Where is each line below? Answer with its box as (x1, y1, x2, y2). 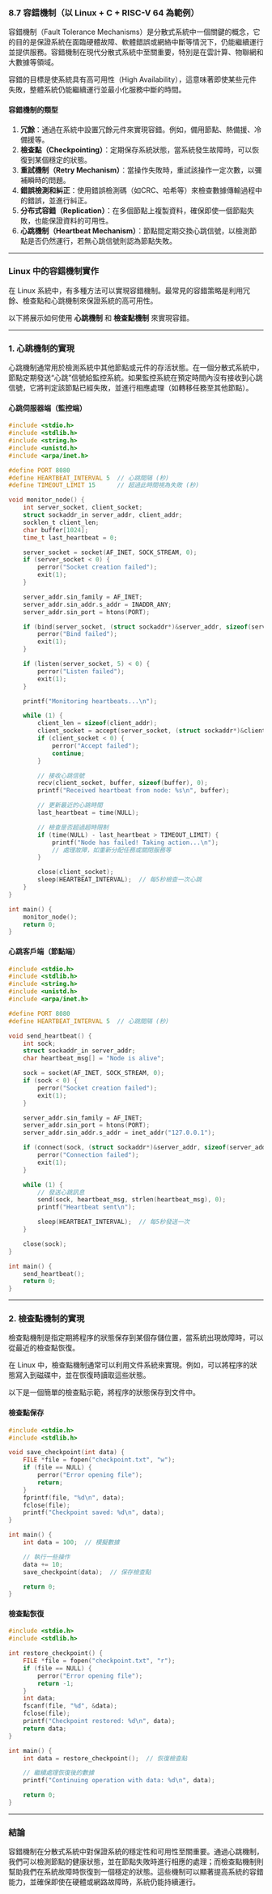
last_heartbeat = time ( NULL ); (37, 808, 139, 817)
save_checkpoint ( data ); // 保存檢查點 (23, 1568, 151, 1576)
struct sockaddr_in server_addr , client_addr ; (23, 511, 183, 519)
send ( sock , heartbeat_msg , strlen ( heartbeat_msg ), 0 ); (37, 1196, 227, 1204)
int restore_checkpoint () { (8, 1649, 104, 1657)
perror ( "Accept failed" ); (51, 741, 139, 750)
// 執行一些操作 (23, 1553, 70, 1561)
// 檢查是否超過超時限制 (37, 823, 109, 831)
